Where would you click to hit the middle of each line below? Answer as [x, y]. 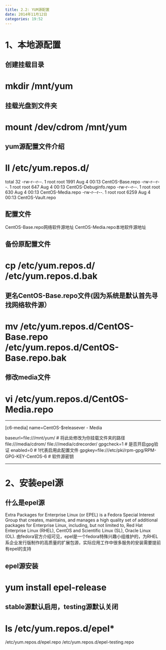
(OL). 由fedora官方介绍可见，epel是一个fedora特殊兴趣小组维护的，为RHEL [82, 536]
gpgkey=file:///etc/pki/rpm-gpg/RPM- [118, 450]
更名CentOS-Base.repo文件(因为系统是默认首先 [78, 295]
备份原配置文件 [28, 244]
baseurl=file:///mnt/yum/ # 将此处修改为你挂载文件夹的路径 [65, 438]
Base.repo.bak [36, 358]
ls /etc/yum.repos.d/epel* [60, 628]
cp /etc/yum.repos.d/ [50, 266]
